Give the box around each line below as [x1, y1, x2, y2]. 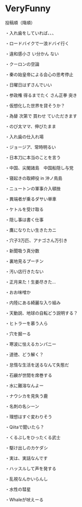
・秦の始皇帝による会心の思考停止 [5, 71, 74, 77]
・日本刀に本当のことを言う [5, 154, 61, 160]
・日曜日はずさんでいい [5, 81, 52, 88]
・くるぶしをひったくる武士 [5, 434, 61, 440]
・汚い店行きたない [5, 268, 44, 274]
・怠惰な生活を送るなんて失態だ [5, 362, 69, 367]
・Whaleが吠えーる [5, 496, 44, 503]
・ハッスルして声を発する [5, 466, 57, 471]
